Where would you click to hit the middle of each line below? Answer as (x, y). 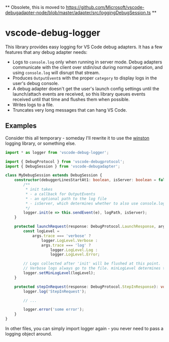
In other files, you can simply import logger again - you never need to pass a (84, 328)
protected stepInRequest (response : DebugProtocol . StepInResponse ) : (86, 287)
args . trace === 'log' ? (66, 245)
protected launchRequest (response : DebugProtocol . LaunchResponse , (85, 227)
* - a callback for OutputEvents (60, 194)
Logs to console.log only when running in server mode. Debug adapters (87, 62)
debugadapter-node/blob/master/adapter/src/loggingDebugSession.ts (78, 13)
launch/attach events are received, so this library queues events (79, 94)
